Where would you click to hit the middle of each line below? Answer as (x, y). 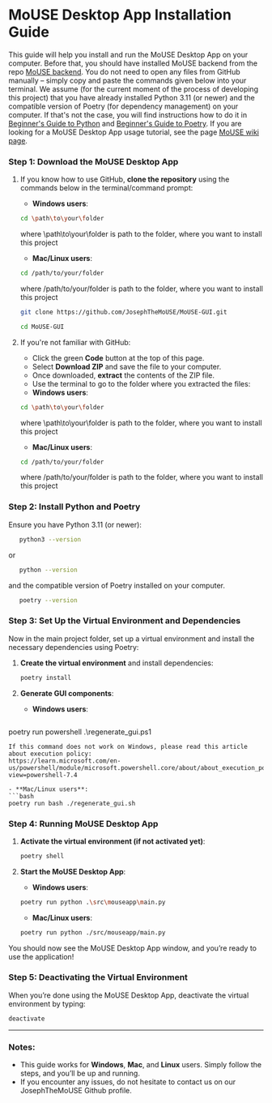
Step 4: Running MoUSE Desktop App (83, 823)
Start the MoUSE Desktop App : (73, 871)
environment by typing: (47, 1003)
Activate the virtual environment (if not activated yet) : (113, 841)
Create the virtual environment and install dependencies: (117, 663)
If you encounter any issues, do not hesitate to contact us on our (128, 1082)
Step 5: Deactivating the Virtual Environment (98, 977)
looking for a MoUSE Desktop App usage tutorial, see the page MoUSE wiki (134, 132)
